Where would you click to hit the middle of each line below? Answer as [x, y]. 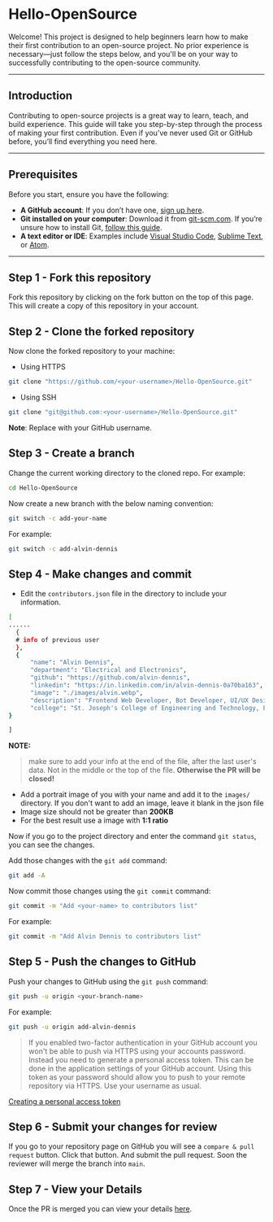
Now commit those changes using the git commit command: [110, 891]
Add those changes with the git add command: [88, 861]
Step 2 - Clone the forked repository [102, 332]
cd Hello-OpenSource [43, 488]
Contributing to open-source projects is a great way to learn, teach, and [129, 116]
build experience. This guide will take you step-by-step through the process [135, 124]
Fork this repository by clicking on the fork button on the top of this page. [131, 297]
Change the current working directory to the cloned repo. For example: [127, 473]
